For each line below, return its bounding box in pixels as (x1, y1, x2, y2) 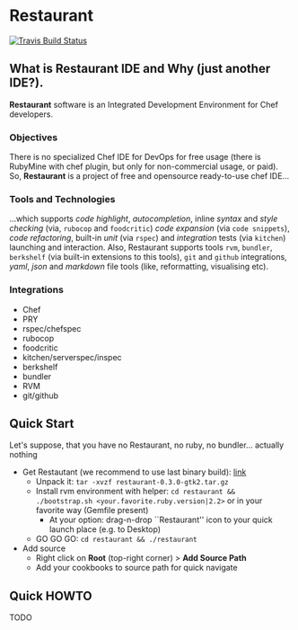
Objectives (9, 131, 58, 144)
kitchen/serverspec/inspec (22, 351, 123, 362)
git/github (22, 390, 59, 401)
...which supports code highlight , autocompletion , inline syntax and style (9, 213, 278, 225)
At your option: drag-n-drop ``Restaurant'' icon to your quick (48, 514, 273, 526)
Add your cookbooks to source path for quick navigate (35, 563, 238, 573)
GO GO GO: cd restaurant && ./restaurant (35, 534, 197, 545)
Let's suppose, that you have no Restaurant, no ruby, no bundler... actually (9, 439, 285, 450)
